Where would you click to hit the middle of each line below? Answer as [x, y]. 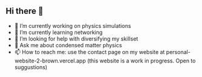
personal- [178, 52]
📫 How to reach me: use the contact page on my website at [89, 52]
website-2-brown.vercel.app [50, 61]
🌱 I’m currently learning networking [59, 32]
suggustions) [31, 67]
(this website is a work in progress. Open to [141, 61]
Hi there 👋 [25, 11]
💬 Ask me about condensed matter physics [68, 45]
